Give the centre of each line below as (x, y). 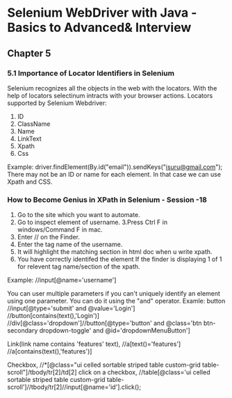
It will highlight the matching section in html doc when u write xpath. (115, 252)
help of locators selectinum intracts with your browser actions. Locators (110, 95)
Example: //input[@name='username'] (62, 280)
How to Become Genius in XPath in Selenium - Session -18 (107, 200)
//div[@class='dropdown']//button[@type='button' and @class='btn (105, 323)
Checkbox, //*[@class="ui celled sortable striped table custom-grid (104, 365)
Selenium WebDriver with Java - (102, 13)
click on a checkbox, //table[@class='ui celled (144, 372)
